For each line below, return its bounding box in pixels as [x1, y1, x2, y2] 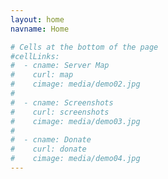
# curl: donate [10, 144, 87, 155]
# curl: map [10, 70, 74, 80]
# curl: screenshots [10, 107, 110, 117]
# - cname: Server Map [10, 61, 110, 71]
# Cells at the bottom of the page [10, 42, 159, 52]
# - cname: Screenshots [10, 97, 114, 108]
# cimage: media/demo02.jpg [10, 79, 141, 90]
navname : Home [10, 24, 70, 34]
